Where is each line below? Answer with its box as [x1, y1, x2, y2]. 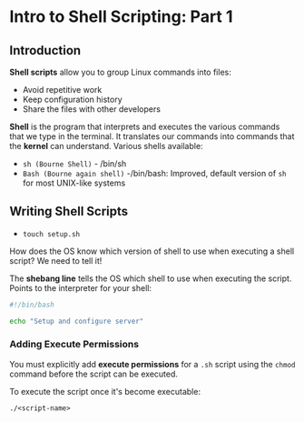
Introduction [9, 43, 82, 58]
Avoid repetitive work [22, 85, 103, 95]
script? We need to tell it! [9, 255, 103, 266]
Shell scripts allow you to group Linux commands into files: [9, 66, 231, 77]
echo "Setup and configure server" [9, 316, 144, 326]
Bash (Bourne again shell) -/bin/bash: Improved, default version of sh [22, 168, 287, 178]
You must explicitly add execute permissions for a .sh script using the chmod [9, 358, 296, 369]
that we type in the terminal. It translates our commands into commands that [9, 131, 295, 142]
